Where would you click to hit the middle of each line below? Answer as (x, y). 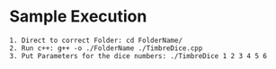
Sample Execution (78, 17)
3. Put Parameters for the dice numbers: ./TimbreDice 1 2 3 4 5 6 (138, 56)
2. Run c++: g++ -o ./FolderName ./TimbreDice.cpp (106, 48)
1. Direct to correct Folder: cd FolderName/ (96, 40)
